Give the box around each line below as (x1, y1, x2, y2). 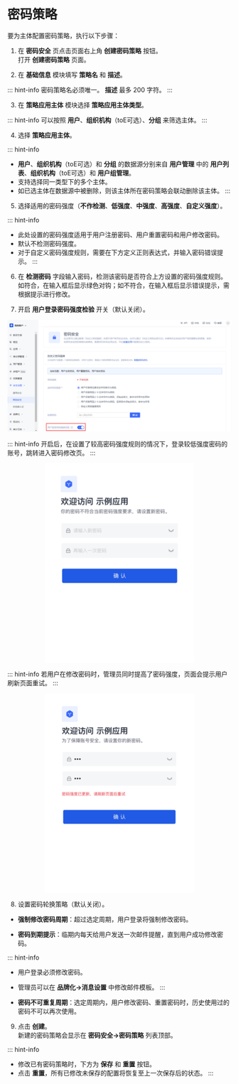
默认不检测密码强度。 (17, 239, 80, 247)
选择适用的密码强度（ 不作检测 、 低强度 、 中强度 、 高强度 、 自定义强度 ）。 (17, 201, 227, 210)
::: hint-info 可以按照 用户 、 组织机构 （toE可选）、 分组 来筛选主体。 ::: (7, 115, 207, 124)
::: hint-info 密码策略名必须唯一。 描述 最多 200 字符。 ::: (7, 85, 173, 94)
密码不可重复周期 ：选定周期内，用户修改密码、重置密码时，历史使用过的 (17, 998, 229, 1007)
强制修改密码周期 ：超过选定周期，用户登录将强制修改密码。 (17, 915, 193, 923)
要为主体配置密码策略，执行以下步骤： (7, 31, 119, 40)
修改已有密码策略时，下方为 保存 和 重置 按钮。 (17, 1060, 156, 1068)
